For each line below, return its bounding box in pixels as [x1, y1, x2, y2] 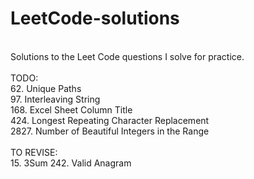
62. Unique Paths [10, 82, 82, 94]
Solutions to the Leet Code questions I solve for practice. [10, 50, 245, 62]
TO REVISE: [10, 146, 58, 158]
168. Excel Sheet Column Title [10, 103, 133, 116]
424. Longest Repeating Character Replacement [10, 114, 210, 126]
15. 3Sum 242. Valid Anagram [10, 157, 132, 169]
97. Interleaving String [10, 93, 101, 105]
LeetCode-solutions [10, 7, 180, 30]
